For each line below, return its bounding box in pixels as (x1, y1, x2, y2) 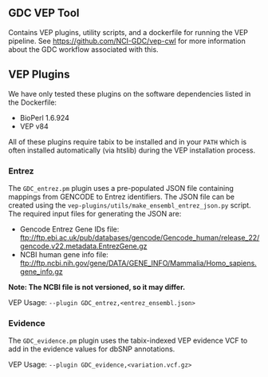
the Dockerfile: (8, 97, 57, 107)
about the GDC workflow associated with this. (8, 44, 159, 54)
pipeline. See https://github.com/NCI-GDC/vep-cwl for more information (8, 36, 246, 46)
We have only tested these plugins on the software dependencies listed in (8, 89, 251, 98)
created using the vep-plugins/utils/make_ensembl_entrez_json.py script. (8, 200, 251, 210)
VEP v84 (19, 121, 49, 131)
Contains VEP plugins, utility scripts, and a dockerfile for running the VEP (8, 27, 249, 37)
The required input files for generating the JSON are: (8, 208, 182, 218)
